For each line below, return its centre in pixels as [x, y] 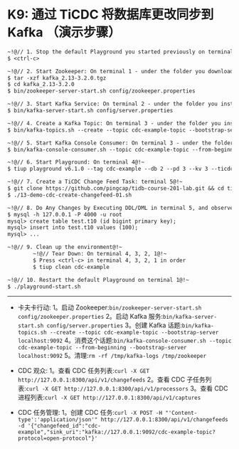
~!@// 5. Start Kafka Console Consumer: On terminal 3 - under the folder [121, 143]
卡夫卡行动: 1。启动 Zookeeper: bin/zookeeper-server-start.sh [110, 307]
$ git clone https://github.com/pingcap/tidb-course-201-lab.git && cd [116, 189]
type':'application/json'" [58, 420]
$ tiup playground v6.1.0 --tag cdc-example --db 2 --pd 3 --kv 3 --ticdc [121, 169]
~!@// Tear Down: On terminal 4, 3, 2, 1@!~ [100, 254]
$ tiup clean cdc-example [71, 267]
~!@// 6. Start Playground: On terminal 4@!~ [76, 162]
